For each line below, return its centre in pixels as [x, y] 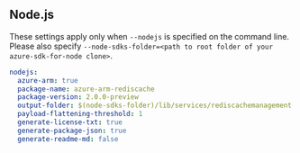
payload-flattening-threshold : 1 [80, 114]
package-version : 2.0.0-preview [78, 97]
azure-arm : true [48, 80]
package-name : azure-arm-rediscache [86, 89]
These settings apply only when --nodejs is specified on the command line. [150, 36]
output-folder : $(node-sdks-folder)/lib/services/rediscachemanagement [155, 106]
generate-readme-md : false [68, 139]
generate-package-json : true [72, 130]
